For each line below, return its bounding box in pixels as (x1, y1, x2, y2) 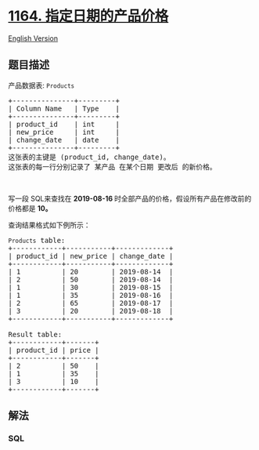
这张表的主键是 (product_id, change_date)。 (8, 152, 171, 161)
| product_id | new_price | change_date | (8, 252, 174, 260)
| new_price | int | (8, 127, 120, 136)
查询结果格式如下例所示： (8, 220, 91, 230)
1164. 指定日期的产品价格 (8, 7, 169, 25)
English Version (8, 33, 59, 43)
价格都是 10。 (8, 203, 52, 212)
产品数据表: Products (8, 80, 75, 90)
